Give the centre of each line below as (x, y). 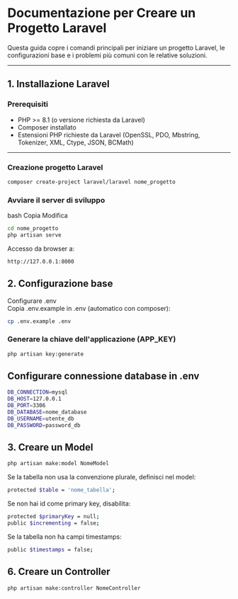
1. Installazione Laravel (58, 84)
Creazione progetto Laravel (55, 167)
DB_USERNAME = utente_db (41, 418)
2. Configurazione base (60, 284)
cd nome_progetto (33, 229)
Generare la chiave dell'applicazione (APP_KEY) (92, 339)
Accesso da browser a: (41, 249)
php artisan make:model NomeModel (58, 464)
